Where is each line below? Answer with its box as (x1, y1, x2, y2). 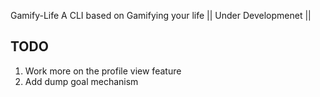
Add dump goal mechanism (24, 75, 139, 87)
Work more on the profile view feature (24, 65, 182, 77)
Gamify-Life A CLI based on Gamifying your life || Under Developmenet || (10, 10, 312, 21)
